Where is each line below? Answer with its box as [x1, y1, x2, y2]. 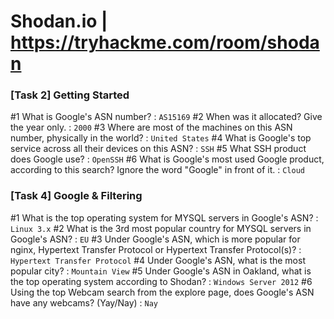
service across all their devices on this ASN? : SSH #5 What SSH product [10, 143, 307, 155]
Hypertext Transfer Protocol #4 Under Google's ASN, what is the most [10, 254, 306, 266]
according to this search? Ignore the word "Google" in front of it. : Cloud [10, 164, 305, 176]
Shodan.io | [10, 10, 108, 33]
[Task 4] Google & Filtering [10, 189, 143, 203]
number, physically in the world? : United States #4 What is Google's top [10, 132, 312, 144]
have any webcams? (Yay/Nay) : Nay [10, 296, 159, 309]
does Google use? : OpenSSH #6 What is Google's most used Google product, [10, 153, 325, 165]
